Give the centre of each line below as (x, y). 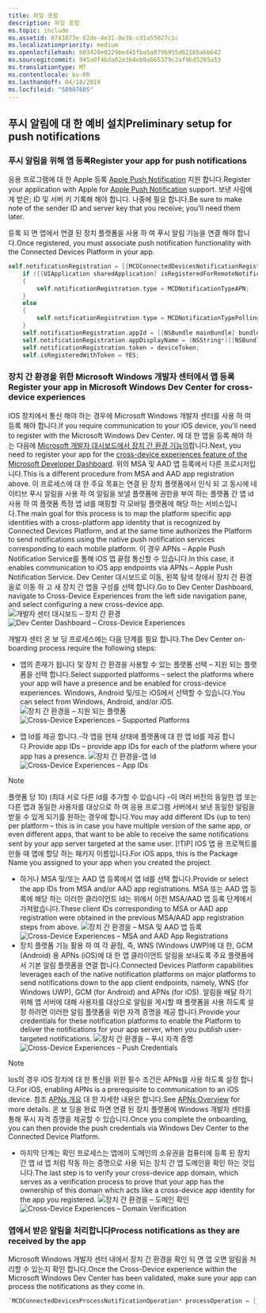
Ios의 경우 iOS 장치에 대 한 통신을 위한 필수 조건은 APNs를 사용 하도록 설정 (123, 1079)
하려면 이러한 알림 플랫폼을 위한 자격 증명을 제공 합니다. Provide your (134, 1012)
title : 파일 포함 (34, 15)
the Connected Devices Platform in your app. (82, 252)
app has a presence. (53, 756)
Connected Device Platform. (54, 1136)
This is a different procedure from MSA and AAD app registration (129, 473)
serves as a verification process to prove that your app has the (122, 1181)
